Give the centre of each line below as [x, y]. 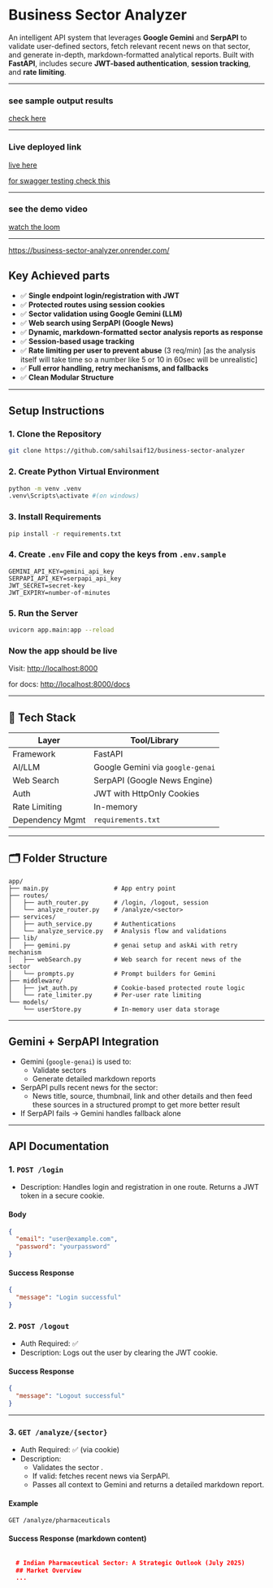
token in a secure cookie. [62, 1195]
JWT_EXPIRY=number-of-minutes [60, 592]
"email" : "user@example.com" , [67, 1239]
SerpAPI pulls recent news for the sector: [89, 1087]
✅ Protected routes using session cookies [92, 304]
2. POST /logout [39, 1326]
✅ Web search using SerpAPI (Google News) [97, 323]
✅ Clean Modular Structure [67, 377]
